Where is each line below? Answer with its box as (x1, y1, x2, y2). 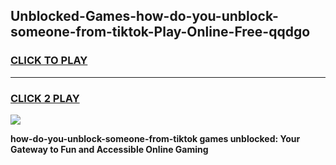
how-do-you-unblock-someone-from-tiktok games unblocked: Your (10, 132, 301, 144)
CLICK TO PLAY (10, 54, 88, 68)
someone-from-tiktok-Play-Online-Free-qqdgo (10, 24, 311, 41)
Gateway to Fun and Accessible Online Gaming (10, 143, 209, 155)
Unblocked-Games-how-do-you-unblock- (10, 8, 279, 25)
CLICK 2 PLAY (10, 91, 80, 105)
